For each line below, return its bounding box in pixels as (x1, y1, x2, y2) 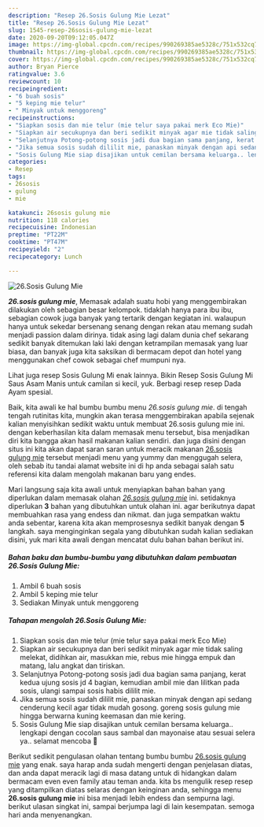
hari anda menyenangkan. (8, 810, 93, 819)
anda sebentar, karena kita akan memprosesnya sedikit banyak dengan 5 (8, 517, 245, 528)
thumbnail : (8, 48, 44, 56)
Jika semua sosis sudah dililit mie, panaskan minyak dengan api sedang (19, 694, 252, 703)
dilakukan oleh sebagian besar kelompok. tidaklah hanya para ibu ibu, (8, 305, 234, 314)
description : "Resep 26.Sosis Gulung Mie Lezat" (8, 11, 170, 20)
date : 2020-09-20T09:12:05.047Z (8, 33, 114, 42)
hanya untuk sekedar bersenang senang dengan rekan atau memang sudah (8, 321, 253, 331)
